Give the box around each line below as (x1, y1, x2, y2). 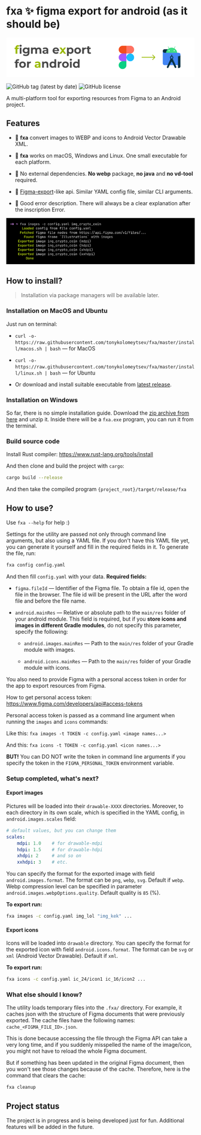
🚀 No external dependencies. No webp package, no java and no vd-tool (14, 170, 193, 178)
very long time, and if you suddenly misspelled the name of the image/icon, (6, 1041, 192, 1049)
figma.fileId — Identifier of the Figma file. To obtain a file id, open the (14, 584, 190, 592)
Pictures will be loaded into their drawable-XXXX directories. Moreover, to (6, 802, 184, 810)
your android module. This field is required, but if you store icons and (14, 615, 187, 622)
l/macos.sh (14, 346, 42, 352)
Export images (6, 789, 44, 796)
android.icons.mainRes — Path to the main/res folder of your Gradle (23, 657, 191, 664)
